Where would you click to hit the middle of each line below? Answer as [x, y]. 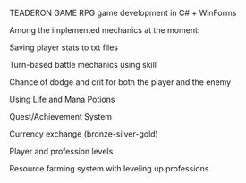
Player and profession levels [61, 151]
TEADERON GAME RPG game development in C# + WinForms [123, 13]
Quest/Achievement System [61, 116]
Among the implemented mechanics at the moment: [105, 30]
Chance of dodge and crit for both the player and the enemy [120, 82]
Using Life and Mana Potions [62, 99]
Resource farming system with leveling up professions [109, 168]
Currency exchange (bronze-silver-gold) [84, 134]
